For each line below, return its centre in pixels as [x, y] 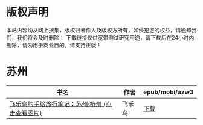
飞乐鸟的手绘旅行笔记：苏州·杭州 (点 [61, 104]
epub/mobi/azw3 [168, 92]
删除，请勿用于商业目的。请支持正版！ [54, 45]
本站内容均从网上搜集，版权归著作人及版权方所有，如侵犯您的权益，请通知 [99, 30]
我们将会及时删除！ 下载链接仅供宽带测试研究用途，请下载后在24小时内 [105, 37]
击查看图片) [26, 113]
